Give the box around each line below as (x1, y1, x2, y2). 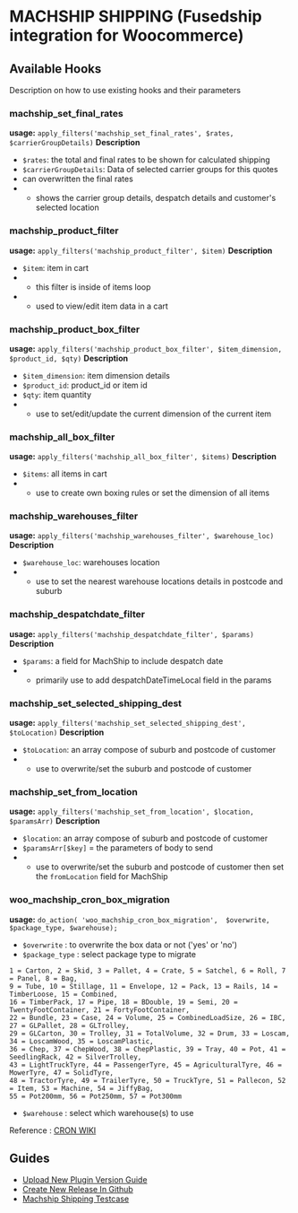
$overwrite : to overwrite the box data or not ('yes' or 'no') (21, 939, 238, 950)
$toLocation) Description (9, 727, 105, 737)
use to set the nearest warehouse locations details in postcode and (35, 576, 284, 587)
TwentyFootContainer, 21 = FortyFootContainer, (9, 1005, 191, 1015)
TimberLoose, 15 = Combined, (9, 990, 118, 999)
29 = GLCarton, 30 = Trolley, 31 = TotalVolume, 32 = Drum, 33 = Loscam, (9, 1029, 291, 1038)
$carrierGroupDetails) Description (9, 137, 140, 148)
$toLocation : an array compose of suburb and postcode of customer (21, 745, 277, 755)
